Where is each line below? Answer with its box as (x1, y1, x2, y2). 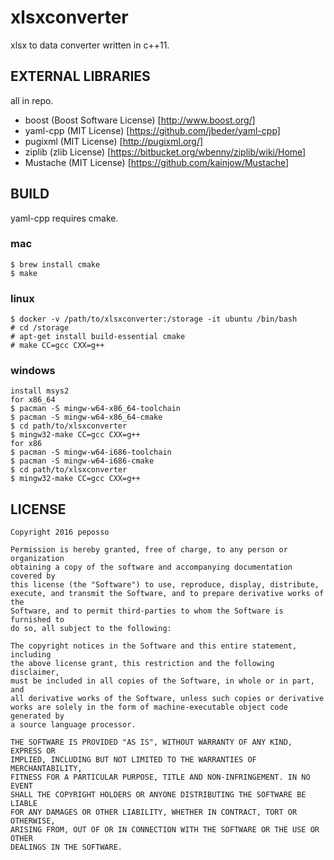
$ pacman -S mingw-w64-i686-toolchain (10, 447, 172, 458)
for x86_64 (10, 395, 56, 405)
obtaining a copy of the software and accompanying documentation (10, 562, 293, 573)
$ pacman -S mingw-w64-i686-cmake (10, 456, 155, 466)
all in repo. (10, 94, 54, 106)
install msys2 (10, 386, 70, 396)
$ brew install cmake (10, 259, 101, 270)
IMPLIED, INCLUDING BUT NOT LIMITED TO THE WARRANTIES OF (10, 755, 257, 765)
